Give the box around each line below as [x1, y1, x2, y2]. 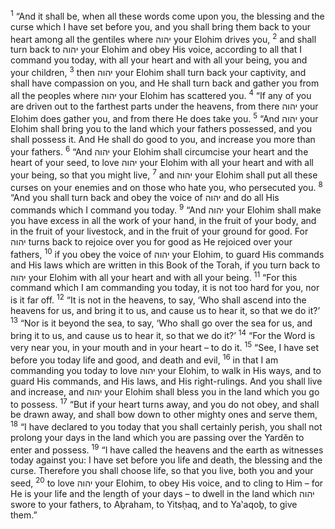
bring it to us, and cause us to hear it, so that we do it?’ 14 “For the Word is [10, 327, 316, 341]
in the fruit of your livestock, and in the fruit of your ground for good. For [10, 225, 309, 237]
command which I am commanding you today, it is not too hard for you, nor [10, 282, 320, 294]
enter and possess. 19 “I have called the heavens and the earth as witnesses [10, 442, 324, 456]
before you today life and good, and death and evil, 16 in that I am [10, 352, 279, 366]
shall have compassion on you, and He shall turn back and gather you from [10, 77, 320, 89]
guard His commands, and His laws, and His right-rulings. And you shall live [10, 375, 323, 387]
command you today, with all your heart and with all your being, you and [10, 54, 308, 66]
